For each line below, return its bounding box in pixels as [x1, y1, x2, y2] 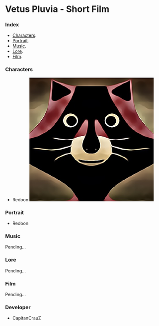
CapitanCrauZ [12, 315, 41, 321]
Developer [5, 304, 31, 311]
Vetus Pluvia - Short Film [5, 3, 109, 15]
